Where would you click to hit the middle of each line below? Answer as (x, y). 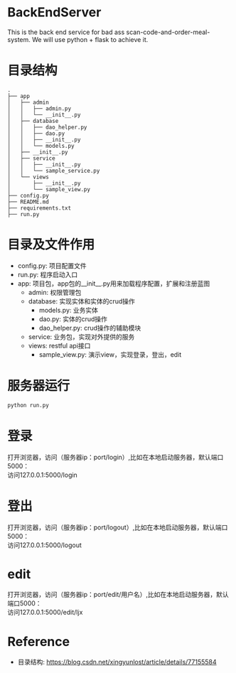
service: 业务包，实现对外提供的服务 (81, 336)
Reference (38, 641)
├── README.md (28, 202)
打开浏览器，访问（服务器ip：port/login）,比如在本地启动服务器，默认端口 (116, 457)
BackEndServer (54, 12)
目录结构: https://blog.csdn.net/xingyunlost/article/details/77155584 (117, 662)
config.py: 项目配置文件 (52, 265)
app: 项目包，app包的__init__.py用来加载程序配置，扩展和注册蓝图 (114, 283)
